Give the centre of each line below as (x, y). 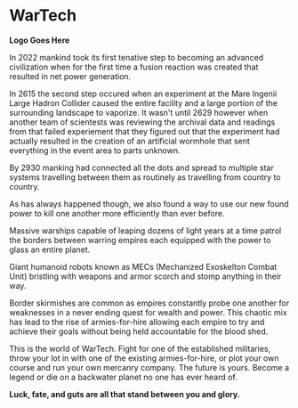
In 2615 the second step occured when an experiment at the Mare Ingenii (143, 94)
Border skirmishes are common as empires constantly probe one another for (149, 303)
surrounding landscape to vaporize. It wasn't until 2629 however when (139, 112)
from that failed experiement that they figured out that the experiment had (145, 131)
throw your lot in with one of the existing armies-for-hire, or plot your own (144, 358)
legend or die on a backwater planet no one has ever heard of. (123, 377)
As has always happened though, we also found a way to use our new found (149, 204)
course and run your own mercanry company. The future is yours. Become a (149, 367)
